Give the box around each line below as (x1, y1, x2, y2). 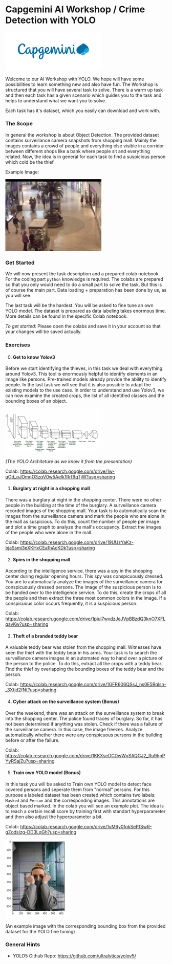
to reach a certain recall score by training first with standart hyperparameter (5, 808, 166, 814)
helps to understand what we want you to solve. (5, 97, 106, 103)
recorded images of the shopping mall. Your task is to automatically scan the (5, 508, 167, 514)
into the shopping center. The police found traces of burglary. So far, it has (5, 715, 163, 721)
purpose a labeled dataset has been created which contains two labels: (5, 792, 156, 798)
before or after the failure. (5, 737, 60, 743)
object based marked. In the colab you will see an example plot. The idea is (5, 802, 164, 809)
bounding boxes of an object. (5, 398, 68, 404)
